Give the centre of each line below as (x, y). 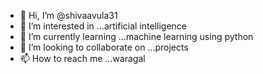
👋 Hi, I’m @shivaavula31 (68, 15)
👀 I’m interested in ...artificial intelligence (103, 26)
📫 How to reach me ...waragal (82, 58)
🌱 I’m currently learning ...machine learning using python (136, 36)
